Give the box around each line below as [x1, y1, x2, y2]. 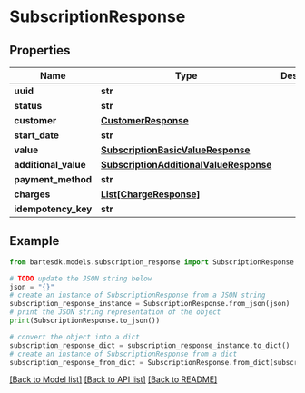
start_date [14, 129, 60, 142]
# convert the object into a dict [9, 332, 141, 341]
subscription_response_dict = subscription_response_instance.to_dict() [9, 340, 290, 350]
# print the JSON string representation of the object [9, 308, 221, 317]
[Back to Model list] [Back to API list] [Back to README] [9, 374, 218, 385]
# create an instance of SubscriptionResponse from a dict [9, 349, 238, 359]
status [14, 100, 43, 112]
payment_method [14, 173, 93, 185]
